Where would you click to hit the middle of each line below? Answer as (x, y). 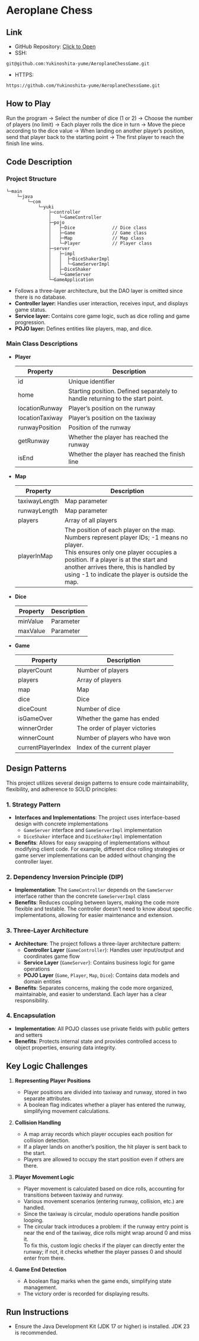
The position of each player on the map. (120, 530)
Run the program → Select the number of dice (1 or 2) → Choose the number (99, 118)
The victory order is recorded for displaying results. (86, 1293)
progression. (30, 322)
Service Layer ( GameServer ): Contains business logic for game (99, 962)
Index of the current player (114, 747)
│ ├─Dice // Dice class (97, 227)
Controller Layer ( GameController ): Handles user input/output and (104, 950)
